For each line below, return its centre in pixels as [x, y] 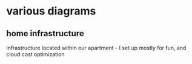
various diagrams [51, 11]
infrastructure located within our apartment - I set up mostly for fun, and [96, 48]
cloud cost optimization [35, 54]
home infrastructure [45, 34]
